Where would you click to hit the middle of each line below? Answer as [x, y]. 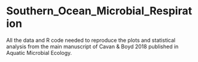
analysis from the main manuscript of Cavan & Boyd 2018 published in [92, 46]
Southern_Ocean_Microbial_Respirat [99, 11]
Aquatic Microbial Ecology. [39, 52]
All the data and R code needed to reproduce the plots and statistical [91, 40]
